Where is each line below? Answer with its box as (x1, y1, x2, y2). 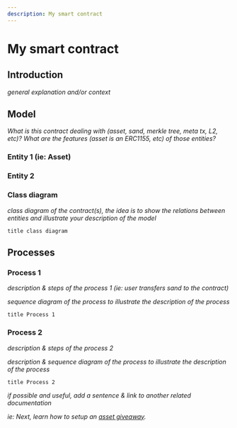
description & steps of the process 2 (7, 344, 114, 352)
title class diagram (7, 227, 69, 234)
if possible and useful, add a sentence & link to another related (7, 391, 192, 400)
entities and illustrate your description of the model (7, 214, 157, 222)
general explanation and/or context (7, 88, 111, 96)
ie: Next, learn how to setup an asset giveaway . (7, 412, 146, 421)
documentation (7, 398, 52, 407)
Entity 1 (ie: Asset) (7, 152, 71, 162)
